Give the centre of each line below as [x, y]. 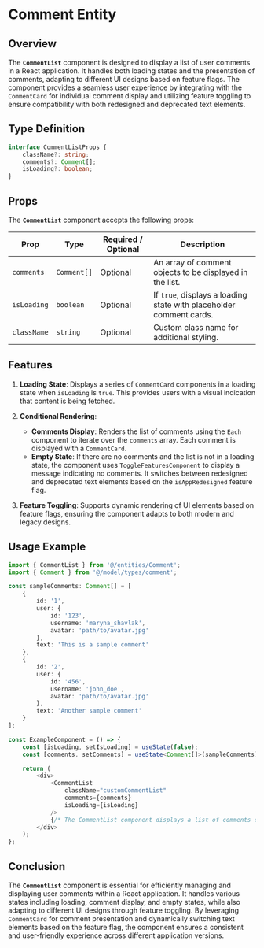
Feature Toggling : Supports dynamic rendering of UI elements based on [136, 505]
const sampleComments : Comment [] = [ [70, 587]
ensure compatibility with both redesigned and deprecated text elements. [127, 104]
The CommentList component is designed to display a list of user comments [129, 62]
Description [203, 244]
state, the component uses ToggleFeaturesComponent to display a [136, 465]
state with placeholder [194, 305]
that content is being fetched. [67, 401]
